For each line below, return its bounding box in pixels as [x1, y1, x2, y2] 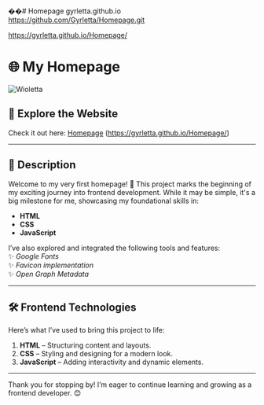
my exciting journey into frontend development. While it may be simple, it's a [8, 187, 256, 197]
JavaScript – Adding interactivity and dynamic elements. [19, 357, 204, 367]
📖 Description [8, 158, 76, 171]
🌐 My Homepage [8, 58, 120, 76]
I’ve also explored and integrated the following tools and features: [8, 243, 221, 252]
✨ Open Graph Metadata [8, 269, 89, 278]
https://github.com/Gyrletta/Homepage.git [8, 15, 145, 24]
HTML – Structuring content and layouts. [19, 341, 152, 350]
